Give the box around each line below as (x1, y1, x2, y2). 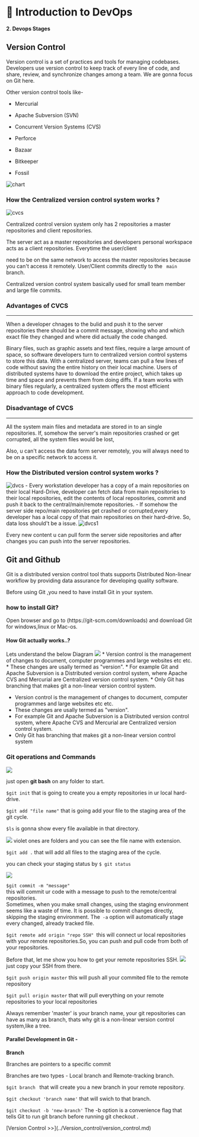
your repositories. (6, 944, 49, 951)
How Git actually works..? (6, 636, 70, 644)
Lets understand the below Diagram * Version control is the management (6, 651, 191, 658)
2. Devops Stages (6, 25, 50, 32)
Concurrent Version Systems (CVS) (14, 123, 101, 130)
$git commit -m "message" (6, 882, 70, 888)
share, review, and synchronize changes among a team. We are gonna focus (6, 71, 193, 78)
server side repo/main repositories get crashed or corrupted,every (6, 507, 169, 514)
